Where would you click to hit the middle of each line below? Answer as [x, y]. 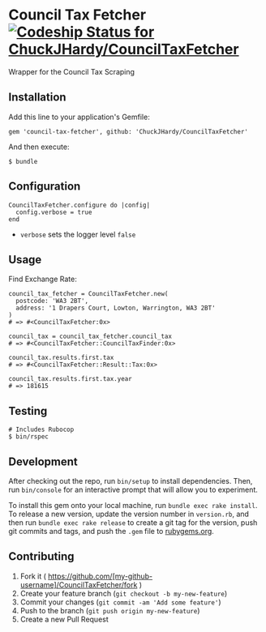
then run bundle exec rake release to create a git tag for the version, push [133, 523]
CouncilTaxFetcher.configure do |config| [79, 205]
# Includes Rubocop [41, 430]
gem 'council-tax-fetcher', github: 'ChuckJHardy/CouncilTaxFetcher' [129, 131]
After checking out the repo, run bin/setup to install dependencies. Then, [131, 481]
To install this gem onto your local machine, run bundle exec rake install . [133, 505]
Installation [37, 98]
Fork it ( [33, 576]
